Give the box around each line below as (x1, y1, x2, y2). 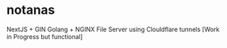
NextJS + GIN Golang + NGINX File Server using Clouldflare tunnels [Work (6, 25, 220, 33)
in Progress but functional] (6, 32, 83, 40)
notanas (6, 2, 55, 18)
